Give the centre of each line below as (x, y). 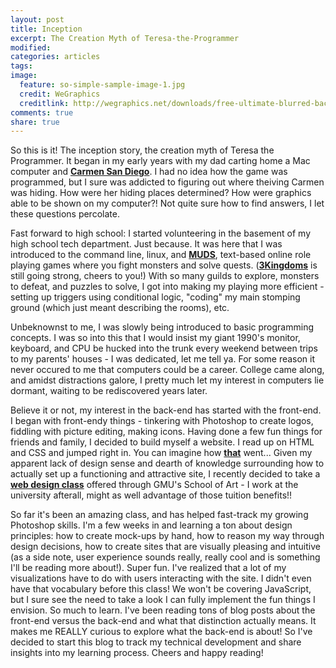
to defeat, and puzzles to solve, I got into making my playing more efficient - (167, 287)
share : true (35, 122)
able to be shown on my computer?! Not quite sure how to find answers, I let (167, 203)
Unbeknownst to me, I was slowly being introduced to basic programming (162, 327)
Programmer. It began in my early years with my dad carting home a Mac (160, 161)
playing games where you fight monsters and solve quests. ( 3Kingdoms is (164, 265)
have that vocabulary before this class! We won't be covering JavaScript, (161, 589)
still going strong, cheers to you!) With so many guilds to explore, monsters (165, 276)
